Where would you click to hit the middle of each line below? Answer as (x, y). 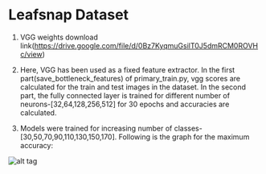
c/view (31, 54)
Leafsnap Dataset (69, 15)
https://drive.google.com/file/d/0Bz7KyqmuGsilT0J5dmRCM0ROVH (146, 45)
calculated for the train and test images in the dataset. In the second (133, 87)
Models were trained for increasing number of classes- (111, 128)
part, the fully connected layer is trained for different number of (125, 95)
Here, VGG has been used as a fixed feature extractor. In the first (127, 69)
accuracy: (37, 145)
